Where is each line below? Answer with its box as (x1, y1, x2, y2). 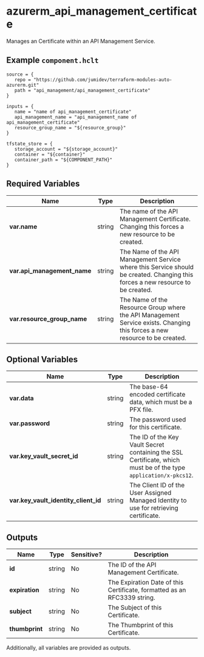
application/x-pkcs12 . (129, 471, 194, 479)
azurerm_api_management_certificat (6, 4, 197, 18)
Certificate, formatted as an (107, 586, 186, 594)
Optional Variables (6, 354, 78, 364)
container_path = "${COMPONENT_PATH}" (14, 157, 113, 163)
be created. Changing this (119, 270, 194, 279)
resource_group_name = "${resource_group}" (14, 124, 126, 131)
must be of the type (129, 464, 186, 472)
